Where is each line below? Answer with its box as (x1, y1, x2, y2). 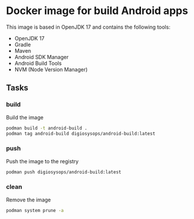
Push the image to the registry (6, 158, 79, 165)
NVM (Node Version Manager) (14, 66, 88, 73)
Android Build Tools (14, 60, 62, 67)
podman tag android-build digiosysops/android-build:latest (6, 131, 156, 136)
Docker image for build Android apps (6, 4, 188, 18)
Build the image (6, 114, 44, 121)
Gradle (14, 41, 31, 48)
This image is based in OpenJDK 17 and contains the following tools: (6, 23, 171, 30)
